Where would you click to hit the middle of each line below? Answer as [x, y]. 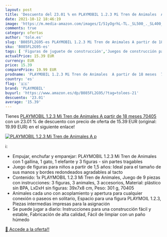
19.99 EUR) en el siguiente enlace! [40, 127]
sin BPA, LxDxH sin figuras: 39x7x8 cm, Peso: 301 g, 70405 [73, 188]
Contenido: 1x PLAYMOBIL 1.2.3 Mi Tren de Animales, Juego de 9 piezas [86, 177]
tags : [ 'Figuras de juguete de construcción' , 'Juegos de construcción [81, 51]
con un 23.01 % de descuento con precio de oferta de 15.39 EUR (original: [81, 122]
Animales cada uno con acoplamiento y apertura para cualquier [77, 193]
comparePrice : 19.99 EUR [31, 70]
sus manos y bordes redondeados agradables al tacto [68, 172]
